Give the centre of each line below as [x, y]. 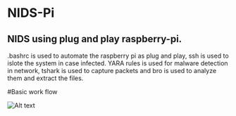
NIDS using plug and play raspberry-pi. [95, 39]
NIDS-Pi [31, 13]
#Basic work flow [32, 92]
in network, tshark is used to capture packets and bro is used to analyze [112, 71]
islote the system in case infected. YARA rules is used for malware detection [118, 63]
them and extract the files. [45, 78]
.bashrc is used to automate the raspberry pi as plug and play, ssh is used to [118, 56]
